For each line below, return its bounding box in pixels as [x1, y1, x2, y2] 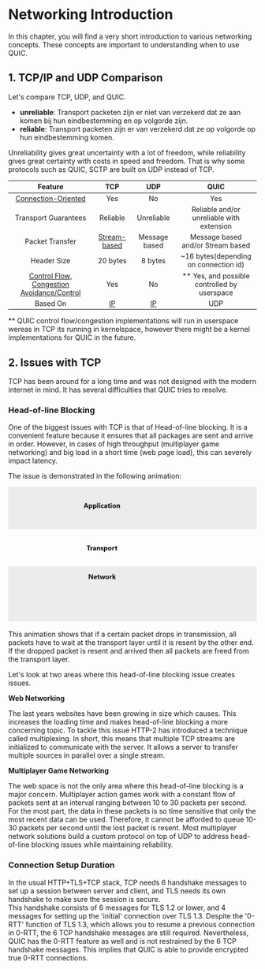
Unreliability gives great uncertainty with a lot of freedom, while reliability [8, 147, 246, 157]
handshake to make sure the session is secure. [8, 894, 161, 904]
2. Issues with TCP [8, 356, 102, 369]
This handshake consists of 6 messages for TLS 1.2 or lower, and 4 [8, 903, 226, 912]
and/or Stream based [181, 240, 251, 250]
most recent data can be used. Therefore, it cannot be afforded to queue [8, 814, 244, 825]
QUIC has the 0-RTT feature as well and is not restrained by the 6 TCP [8, 936, 237, 945]
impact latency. [8, 456, 58, 466]
